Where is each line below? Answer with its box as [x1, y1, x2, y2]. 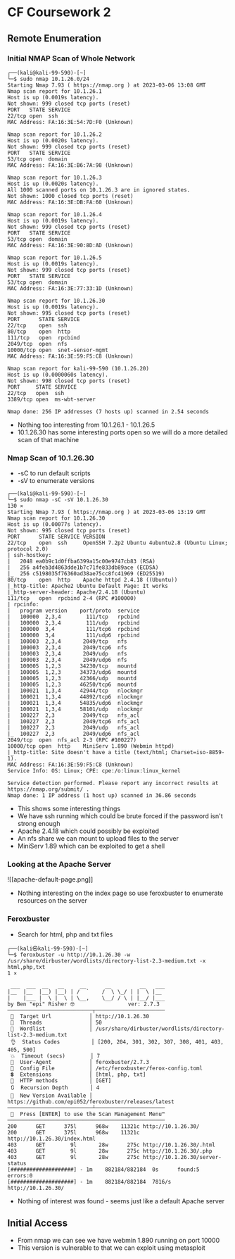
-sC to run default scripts [17, 469, 91, 477]
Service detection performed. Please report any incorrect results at [7, 779, 219, 787]
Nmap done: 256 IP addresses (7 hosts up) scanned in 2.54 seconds [7, 408, 210, 415]
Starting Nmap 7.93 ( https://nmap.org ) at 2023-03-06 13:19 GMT [7, 508, 206, 516]
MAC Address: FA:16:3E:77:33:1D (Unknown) [7, 284, 134, 292]
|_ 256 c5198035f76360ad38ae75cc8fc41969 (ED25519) [7, 570, 165, 577]
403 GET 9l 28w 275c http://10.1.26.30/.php [7, 1147, 212, 1155]
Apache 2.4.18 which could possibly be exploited [17, 827, 160, 835]
